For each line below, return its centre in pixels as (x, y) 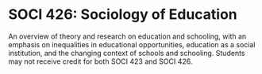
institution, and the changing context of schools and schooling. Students (127, 53)
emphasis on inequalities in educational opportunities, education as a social (132, 44)
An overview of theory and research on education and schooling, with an (127, 36)
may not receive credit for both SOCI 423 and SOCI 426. (100, 61)
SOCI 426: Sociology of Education (123, 15)
